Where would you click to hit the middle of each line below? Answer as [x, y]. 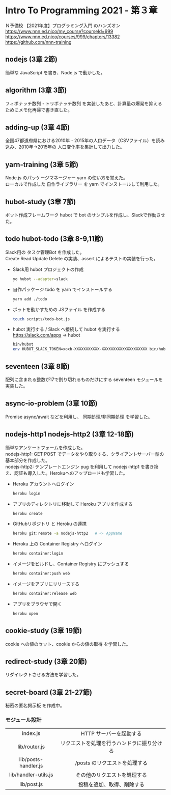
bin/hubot [23, 344]
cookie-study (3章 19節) [44, 631]
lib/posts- [31, 759]
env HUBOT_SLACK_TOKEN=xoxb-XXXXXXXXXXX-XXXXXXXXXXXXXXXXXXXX [80, 349]
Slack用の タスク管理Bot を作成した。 [45, 252]
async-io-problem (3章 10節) [51, 404]
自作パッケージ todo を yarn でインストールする [63, 289]
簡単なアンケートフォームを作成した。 [45, 447]
